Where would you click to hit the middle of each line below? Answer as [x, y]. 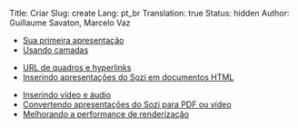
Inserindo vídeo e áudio [67, 95]
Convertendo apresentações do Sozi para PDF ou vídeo [127, 104]
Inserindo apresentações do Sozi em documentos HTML [128, 77]
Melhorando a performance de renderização [105, 114]
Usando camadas [55, 50]
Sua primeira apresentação [73, 40]
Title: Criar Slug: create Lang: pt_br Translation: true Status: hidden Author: [149, 13]
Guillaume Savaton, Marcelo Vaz [70, 23]
